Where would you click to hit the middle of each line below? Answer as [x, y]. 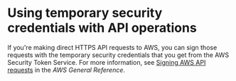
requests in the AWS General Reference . [66, 70]
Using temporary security [85, 13]
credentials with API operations [102, 28]
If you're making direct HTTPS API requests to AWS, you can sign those [112, 47]
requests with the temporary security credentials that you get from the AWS [118, 55]
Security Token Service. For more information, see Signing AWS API [107, 62]
